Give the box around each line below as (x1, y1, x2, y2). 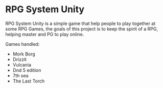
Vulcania (12, 62, 32, 68)
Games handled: (5, 41, 40, 47)
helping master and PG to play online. (5, 31, 84, 37)
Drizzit (12, 56, 27, 62)
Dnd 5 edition (12, 67, 41, 73)
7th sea (12, 72, 29, 78)
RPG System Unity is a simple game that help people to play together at (5, 20, 156, 26)
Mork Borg (12, 51, 36, 57)
